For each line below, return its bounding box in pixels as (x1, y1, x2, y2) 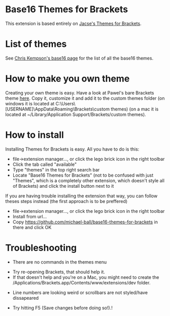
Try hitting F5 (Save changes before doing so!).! (12, 304, 113, 311)
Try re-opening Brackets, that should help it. (12, 269, 106, 275)
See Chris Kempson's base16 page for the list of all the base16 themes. (5, 55, 154, 61)
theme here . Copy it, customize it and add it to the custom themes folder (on (5, 95, 165, 101)
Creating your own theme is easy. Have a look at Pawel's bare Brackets (5, 90, 154, 96)
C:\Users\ (55, 100, 76, 106)
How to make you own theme (5, 73, 130, 84)
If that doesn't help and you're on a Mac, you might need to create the (12, 274, 159, 280)
